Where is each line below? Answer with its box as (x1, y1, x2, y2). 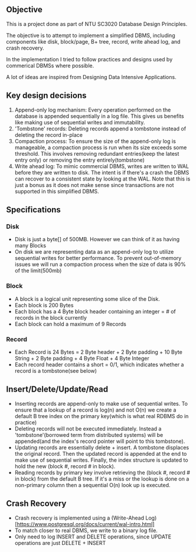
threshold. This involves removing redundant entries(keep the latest (14, 150, 179, 157)
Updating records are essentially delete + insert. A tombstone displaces (14, 443, 190, 451)
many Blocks (14, 242, 46, 249)
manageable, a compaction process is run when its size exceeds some (14, 144, 187, 151)
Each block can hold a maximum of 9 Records (14, 320, 127, 327)
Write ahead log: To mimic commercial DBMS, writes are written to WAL (14, 162, 189, 170)
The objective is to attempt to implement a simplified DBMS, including (6, 32, 175, 39)
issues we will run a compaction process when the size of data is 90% (14, 261, 186, 268)
